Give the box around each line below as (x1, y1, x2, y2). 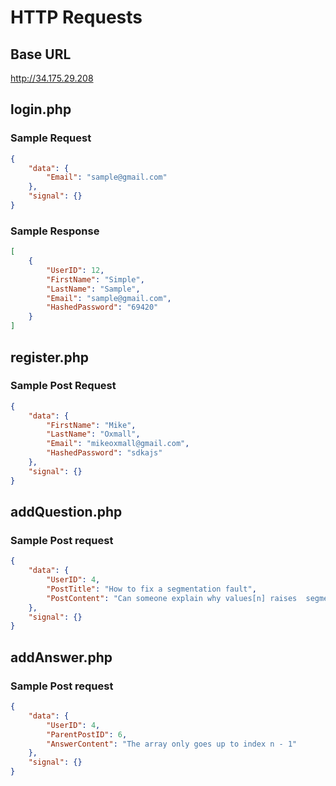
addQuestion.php (10, 504, 123, 521)
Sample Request (10, 131, 92, 145)
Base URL (10, 46, 72, 63)
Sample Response (10, 224, 100, 238)
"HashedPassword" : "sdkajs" (46, 448, 163, 458)
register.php (10, 349, 90, 366)
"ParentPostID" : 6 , (46, 729, 128, 740)
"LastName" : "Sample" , (46, 284, 141, 294)
